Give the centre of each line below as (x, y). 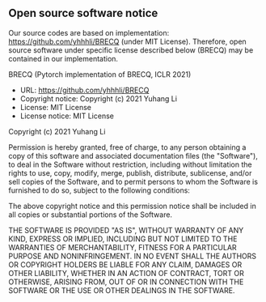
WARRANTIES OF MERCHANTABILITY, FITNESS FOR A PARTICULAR (122, 247)
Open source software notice (83, 13)
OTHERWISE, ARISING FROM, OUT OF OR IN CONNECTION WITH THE (126, 282)
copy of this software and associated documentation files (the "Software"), (133, 155)
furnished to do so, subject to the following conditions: (99, 190)
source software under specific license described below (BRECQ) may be (131, 50)
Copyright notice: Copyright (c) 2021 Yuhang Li (99, 98)
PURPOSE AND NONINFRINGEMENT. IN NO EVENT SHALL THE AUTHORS (133, 256)
